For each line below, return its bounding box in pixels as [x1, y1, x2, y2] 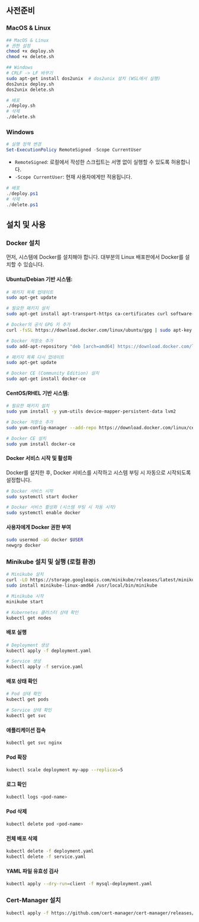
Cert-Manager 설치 [6, 896, 61, 904]
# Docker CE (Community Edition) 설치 [6, 370, 99, 376]
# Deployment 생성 [6, 642, 49, 648]
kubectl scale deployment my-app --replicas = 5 [6, 767, 123, 773]
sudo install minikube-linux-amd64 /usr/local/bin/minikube [6, 582, 158, 589]
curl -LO [6, 577, 28, 583]
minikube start [6, 598, 44, 604]
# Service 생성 [6, 658, 41, 664]
